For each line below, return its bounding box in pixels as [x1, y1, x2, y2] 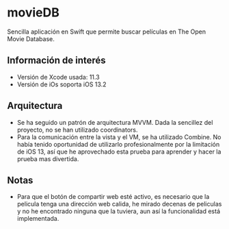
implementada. [16, 215, 59, 223]
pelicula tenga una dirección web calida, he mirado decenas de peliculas [16, 200, 222, 208]
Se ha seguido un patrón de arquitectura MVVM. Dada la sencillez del [16, 118, 213, 126]
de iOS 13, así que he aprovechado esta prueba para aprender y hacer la [16, 147, 221, 156]
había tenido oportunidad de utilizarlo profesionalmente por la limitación [16, 140, 220, 148]
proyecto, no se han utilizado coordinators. [16, 125, 138, 134]
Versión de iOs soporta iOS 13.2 [16, 80, 107, 88]
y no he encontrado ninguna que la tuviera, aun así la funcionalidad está [16, 207, 221, 215]
